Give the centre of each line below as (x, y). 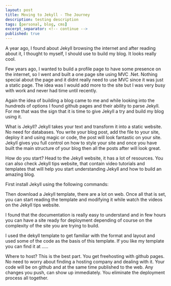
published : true (22, 34)
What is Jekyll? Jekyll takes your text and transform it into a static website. (84, 126)
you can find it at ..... (27, 246)
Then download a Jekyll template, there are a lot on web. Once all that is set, (86, 194)
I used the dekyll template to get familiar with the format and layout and (80, 236)
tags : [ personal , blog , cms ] (36, 24)
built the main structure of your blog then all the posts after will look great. (83, 148)
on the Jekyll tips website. (33, 205)
